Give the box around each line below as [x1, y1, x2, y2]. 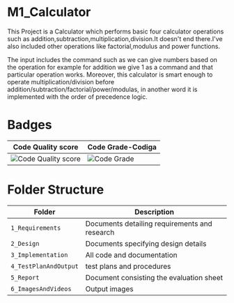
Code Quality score [13, 142, 79, 152]
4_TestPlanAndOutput [10, 262, 79, 270]
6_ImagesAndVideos [10, 285, 72, 293]
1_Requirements [10, 224, 61, 232]
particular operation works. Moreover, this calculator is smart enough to [7, 70, 213, 79]
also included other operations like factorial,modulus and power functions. [7, 42, 221, 50]
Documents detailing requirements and [85, 219, 212, 228]
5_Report [10, 273, 40, 281]
